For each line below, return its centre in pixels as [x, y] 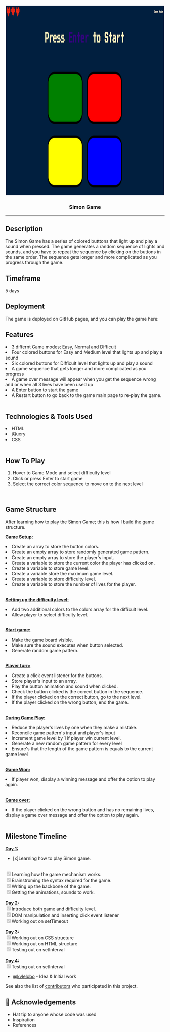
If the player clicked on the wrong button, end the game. [70, 702]
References [25, 1025]
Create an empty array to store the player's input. [63, 557]
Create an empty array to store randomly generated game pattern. [81, 552]
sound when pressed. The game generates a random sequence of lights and [85, 247]
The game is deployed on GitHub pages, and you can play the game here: [82, 319]
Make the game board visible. [42, 640]
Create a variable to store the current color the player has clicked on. [83, 563]
